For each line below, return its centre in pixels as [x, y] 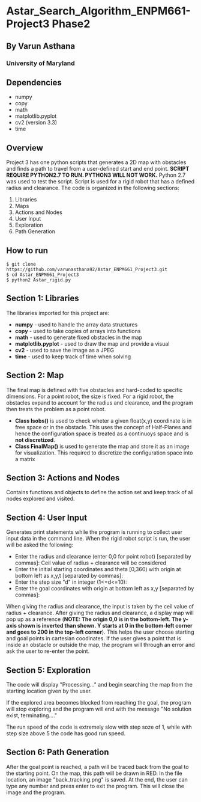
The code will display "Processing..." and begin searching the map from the [100, 684]
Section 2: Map [35, 375]
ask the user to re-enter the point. [48, 651]
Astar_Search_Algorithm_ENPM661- [98, 11]
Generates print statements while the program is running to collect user [94, 532]
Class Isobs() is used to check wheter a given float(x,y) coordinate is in [103, 421]
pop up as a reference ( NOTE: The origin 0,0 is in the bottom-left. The [94, 619]
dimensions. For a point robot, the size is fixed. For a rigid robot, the [90, 396]
